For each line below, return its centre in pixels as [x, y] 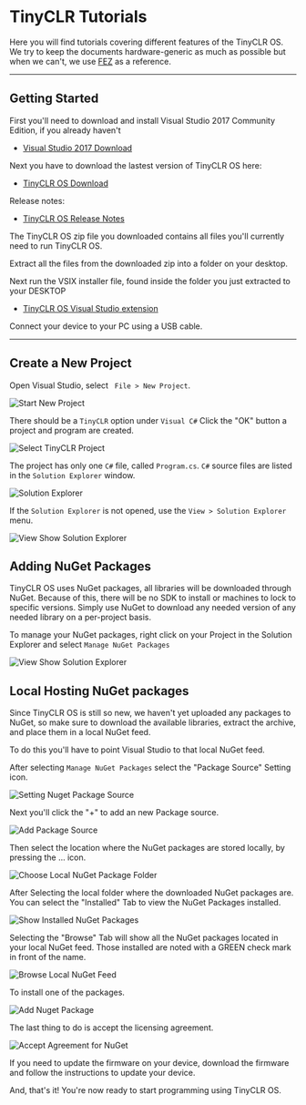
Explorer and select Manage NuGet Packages [90, 645]
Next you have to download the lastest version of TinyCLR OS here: [136, 165]
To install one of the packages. [67, 992]
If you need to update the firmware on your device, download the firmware [149, 1063]
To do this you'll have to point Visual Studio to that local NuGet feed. [138, 750]
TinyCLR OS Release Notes [73, 218]
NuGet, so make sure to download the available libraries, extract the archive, [153, 722]
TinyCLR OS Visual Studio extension [91, 308]
